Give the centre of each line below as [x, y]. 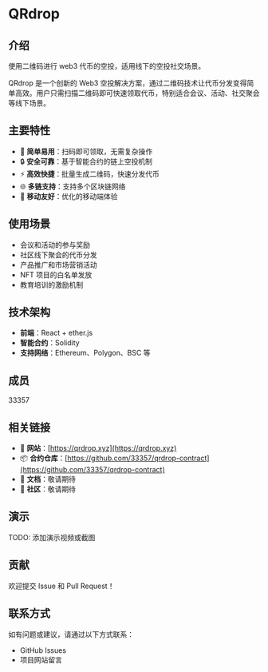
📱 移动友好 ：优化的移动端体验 [69, 196]
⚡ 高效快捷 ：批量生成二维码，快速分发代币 [89, 173]
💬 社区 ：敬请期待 [47, 489]
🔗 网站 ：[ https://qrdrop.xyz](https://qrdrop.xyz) [98, 448]
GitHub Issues [43, 650]
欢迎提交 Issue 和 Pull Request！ [61, 586]
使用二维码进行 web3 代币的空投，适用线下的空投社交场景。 [107, 66]
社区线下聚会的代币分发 [58, 254]
